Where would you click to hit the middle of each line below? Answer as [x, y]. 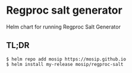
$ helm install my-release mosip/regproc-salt [65, 64]
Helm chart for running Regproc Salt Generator [63, 27]
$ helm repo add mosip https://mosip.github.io [66, 59]
